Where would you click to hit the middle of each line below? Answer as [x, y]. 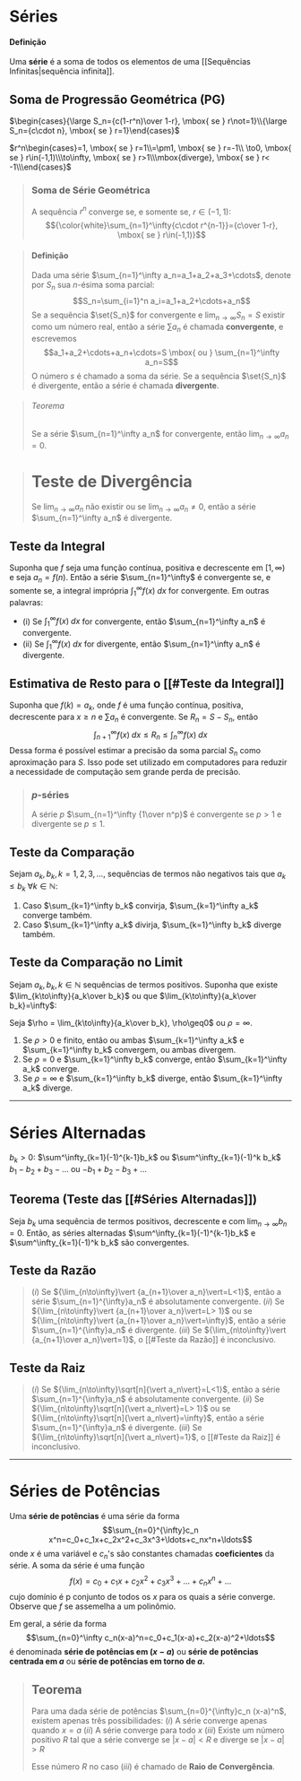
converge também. [57, 915]
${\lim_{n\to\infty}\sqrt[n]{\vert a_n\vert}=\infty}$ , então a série [147, 1418]
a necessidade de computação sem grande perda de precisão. [125, 772]
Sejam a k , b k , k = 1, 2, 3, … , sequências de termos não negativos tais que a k [148, 875]
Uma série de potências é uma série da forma [95, 1516]
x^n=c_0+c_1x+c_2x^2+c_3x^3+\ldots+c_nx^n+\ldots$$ [150, 1540]
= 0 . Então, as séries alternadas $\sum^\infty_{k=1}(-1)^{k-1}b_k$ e [133, 1233]
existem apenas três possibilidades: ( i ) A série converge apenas [149, 1721]
